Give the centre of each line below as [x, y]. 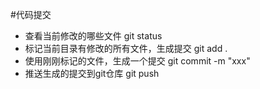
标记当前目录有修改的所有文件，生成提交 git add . [126, 48]
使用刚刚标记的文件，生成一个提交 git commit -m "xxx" [137, 61]
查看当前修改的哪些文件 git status [93, 36]
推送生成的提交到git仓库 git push [92, 73]
